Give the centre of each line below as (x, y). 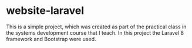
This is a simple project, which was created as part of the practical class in (96, 27)
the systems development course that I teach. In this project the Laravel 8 (95, 32)
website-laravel (45, 11)
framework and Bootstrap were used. (51, 39)
